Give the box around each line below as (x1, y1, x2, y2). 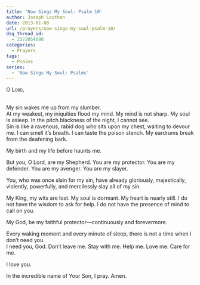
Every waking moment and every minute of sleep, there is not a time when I (6, 230, 192, 237)
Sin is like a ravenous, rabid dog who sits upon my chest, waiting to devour (6, 123, 190, 130)
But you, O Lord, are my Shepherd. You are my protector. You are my (6, 159, 175, 166)
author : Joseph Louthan (6, 14, 66, 20)
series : (6, 64, 26, 70)
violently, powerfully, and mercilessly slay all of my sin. (6, 183, 141, 190)
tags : (6, 53, 20, 59)
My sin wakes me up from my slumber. (6, 104, 101, 111)
